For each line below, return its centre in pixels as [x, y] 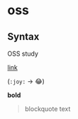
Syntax [23, 37]
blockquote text [48, 109]
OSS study [23, 53]
